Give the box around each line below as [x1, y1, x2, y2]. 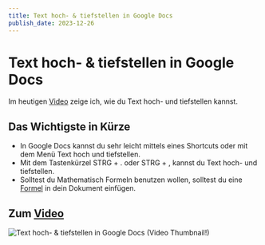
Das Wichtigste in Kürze [8, 120, 131, 133]
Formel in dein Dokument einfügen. [19, 184, 136, 193]
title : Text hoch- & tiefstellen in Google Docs [8, 11, 173, 20]
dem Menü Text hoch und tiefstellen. [19, 149, 141, 160]
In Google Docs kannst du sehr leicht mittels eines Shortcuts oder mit [19, 141, 248, 151]
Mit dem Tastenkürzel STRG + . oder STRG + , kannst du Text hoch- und [19, 158, 258, 168]
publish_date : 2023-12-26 [8, 19, 94, 27]
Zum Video [8, 207, 65, 220]
